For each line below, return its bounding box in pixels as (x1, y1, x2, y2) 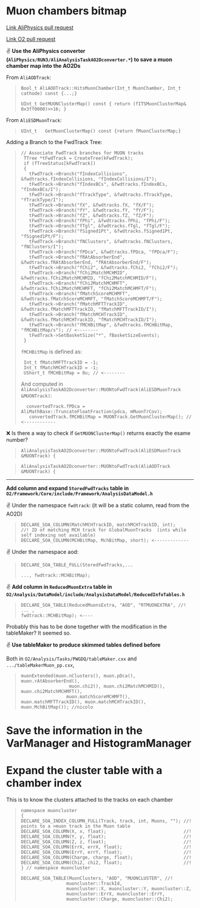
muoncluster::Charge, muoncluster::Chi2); (66, 896, 173, 903)
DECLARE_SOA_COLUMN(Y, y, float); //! (20, 834, 192, 840)
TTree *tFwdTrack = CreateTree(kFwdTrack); (23, 155, 133, 161)
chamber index (6, 776, 82, 790)
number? (6, 436, 28, 443)
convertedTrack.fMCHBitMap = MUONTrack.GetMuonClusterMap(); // (29, 414, 192, 420)
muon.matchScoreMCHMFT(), (66, 694, 131, 700)
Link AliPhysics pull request (6, 24, 74, 31)
